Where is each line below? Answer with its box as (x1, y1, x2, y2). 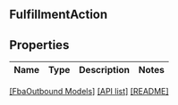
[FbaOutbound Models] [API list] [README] (9, 86, 169, 97)
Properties (9, 37, 70, 52)
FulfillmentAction (9, 7, 108, 22)
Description (79, 64, 130, 77)
